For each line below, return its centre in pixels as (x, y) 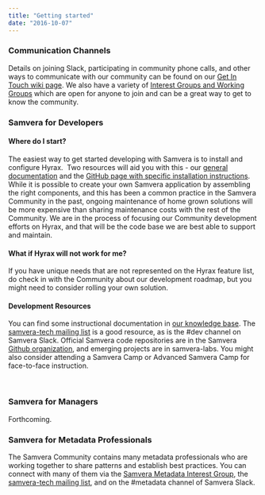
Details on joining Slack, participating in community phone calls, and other (129, 68)
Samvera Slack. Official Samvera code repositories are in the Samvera (123, 340)
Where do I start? (37, 141)
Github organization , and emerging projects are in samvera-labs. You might (131, 349)
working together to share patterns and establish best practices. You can (127, 465)
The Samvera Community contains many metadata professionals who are (128, 457)
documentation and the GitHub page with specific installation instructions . (129, 176)
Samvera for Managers (53, 402)
